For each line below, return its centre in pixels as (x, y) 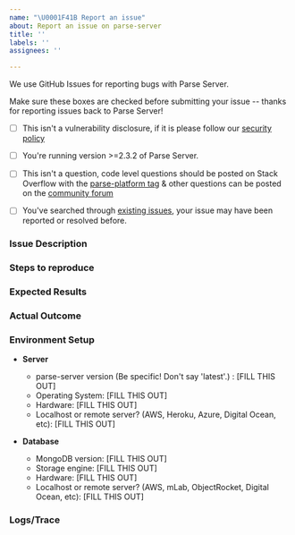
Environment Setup (52, 339)
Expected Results (48, 292)
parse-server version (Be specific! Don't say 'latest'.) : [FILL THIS (155, 377)
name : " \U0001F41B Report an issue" (77, 17)
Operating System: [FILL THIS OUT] (101, 395)
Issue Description (48, 244)
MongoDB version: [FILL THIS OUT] (101, 459)
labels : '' (29, 42)
